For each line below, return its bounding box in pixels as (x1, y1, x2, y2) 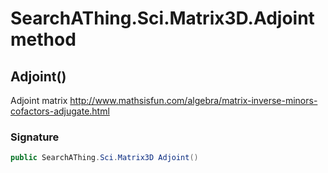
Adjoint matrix (10, 95, 68, 106)
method (10, 28, 77, 51)
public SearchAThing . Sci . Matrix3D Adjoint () (10, 153, 199, 163)
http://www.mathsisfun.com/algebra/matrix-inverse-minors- (69, 95, 318, 106)
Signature (10, 130, 60, 144)
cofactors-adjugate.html (10, 105, 110, 117)
